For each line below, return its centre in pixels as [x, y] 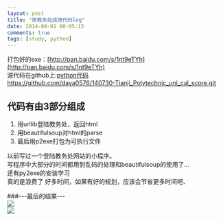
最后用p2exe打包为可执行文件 [59, 141]
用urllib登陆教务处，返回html [57, 124]
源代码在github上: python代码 [48, 75]
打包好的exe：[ [28, 60]
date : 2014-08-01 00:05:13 [46, 26]
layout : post [26, 13]
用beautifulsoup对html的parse [60, 132]
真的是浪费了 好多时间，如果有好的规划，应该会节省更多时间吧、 [98, 181]
